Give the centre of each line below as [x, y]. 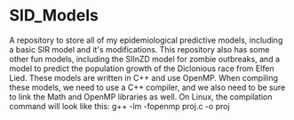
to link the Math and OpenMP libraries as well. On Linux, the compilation [141, 96]
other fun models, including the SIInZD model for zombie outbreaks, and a [145, 59]
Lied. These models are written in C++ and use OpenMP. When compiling [143, 77]
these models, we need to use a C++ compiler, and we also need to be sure [147, 87]
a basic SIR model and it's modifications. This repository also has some [139, 49]
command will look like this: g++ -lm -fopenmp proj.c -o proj [119, 106]
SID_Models [54, 16]
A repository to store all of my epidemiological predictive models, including [146, 40]
